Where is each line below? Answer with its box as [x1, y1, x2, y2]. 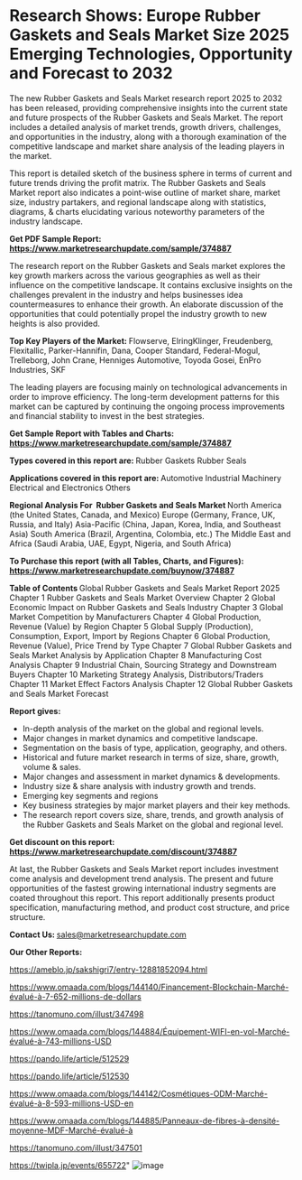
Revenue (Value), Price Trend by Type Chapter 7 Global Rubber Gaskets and [9, 640, 293, 651]
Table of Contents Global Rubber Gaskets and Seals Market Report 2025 [9, 582, 280, 593]
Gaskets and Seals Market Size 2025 [9, 24, 290, 45]
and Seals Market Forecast [9, 688, 109, 699]
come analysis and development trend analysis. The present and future [9, 873, 274, 884]
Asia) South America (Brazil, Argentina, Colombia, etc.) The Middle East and [9, 528, 291, 539]
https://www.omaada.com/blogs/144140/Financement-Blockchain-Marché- [9, 981, 289, 992]
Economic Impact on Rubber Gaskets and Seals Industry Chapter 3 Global [9, 601, 284, 612]
